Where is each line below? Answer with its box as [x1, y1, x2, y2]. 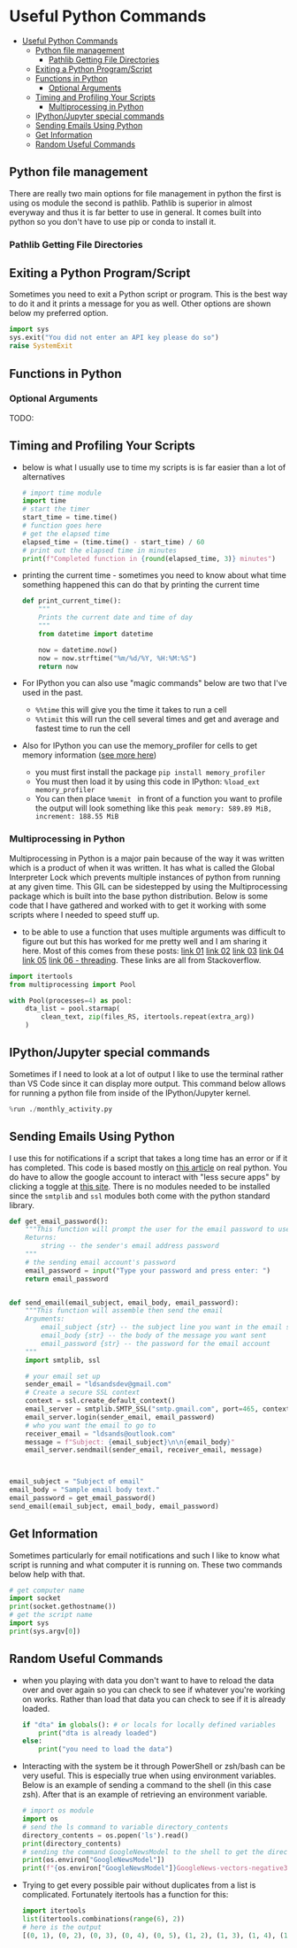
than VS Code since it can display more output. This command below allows [9, 1078, 286, 1089]
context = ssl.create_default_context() [25, 1397, 176, 1405]
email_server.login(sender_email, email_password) [25, 1413, 216, 1421]
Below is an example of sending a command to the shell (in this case [21, 1780, 272, 1790]
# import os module [21, 1806, 95, 1815]
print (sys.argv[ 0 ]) [9, 1627, 81, 1636]
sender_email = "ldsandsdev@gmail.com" [25, 1380, 172, 1389]
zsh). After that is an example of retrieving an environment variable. [21, 1790, 268, 1800]
